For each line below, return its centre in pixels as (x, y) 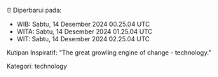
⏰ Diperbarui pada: (34, 10)
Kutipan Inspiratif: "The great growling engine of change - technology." (109, 52)
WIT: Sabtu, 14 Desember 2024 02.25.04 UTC (83, 39)
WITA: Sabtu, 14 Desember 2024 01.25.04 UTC (84, 31)
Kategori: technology (37, 66)
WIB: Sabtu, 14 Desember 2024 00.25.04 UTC (83, 24)
